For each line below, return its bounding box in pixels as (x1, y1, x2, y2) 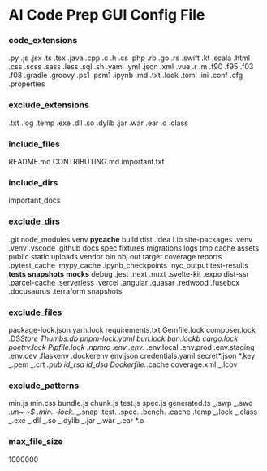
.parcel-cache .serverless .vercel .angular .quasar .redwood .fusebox (8, 277, 240, 287)
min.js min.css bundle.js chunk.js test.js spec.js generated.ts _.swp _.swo (8, 399, 253, 408)
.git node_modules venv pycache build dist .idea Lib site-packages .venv (8, 234, 253, 244)
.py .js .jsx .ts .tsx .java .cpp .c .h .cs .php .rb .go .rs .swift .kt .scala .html (8, 53, 250, 63)
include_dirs (8, 177, 58, 188)
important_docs (8, 195, 61, 205)
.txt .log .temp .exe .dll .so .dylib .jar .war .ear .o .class (8, 118, 188, 128)
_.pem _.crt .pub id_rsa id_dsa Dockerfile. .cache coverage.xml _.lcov (8, 360, 238, 369)
